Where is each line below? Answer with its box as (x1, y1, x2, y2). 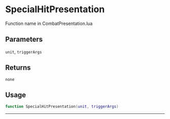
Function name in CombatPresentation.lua (5, 20, 93, 26)
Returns (5, 64, 31, 72)
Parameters (5, 35, 43, 44)
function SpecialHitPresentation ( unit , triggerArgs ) (5, 104, 119, 109)
